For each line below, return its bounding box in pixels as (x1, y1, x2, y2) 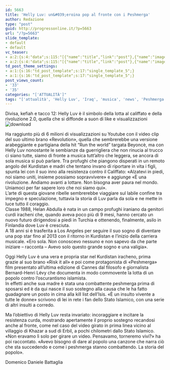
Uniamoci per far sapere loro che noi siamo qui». (5, 185, 107, 191)
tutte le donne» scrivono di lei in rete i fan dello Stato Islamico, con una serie (5, 297, 164, 303)
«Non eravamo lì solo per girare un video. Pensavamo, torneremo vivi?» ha (5, 333, 161, 339)
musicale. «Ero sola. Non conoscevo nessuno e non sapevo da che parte (5, 239, 157, 245)
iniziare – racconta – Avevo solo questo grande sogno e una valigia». (5, 244, 148, 250)
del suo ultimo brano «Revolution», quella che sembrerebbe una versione (5, 136, 158, 143)
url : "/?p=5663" (5, 31, 39, 36)
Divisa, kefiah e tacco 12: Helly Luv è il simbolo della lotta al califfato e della (5, 111, 162, 117)
